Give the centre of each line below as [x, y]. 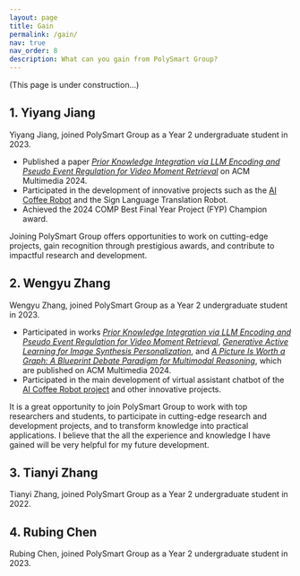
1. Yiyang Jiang [52, 113]
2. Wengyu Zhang [60, 284]
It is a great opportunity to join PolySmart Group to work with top [129, 406]
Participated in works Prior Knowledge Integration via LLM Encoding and [157, 332]
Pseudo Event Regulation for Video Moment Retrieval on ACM [136, 170]
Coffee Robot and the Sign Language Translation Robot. [125, 199]
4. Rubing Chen [53, 532]
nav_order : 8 [34, 51]
